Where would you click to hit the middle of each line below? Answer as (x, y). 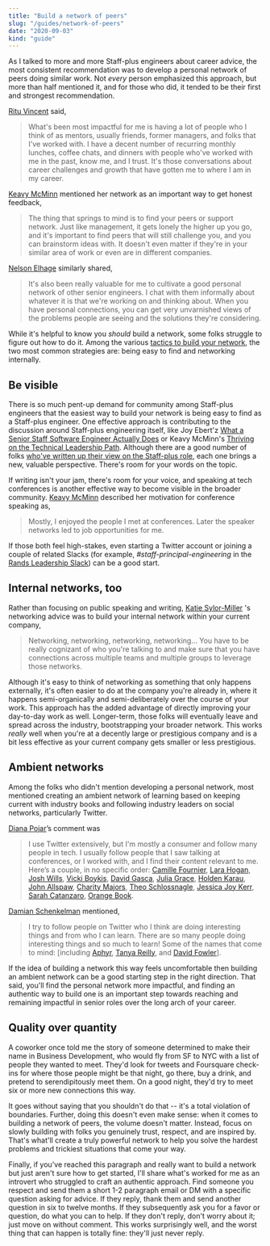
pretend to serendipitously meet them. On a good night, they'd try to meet (131, 1081)
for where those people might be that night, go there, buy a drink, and (135, 1073)
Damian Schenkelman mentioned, (64, 911)
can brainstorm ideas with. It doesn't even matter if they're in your (138, 244)
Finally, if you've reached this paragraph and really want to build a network (132, 1164)
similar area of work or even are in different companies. (120, 253)
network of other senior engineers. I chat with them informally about (141, 292)
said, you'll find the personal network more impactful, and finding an (122, 985)
